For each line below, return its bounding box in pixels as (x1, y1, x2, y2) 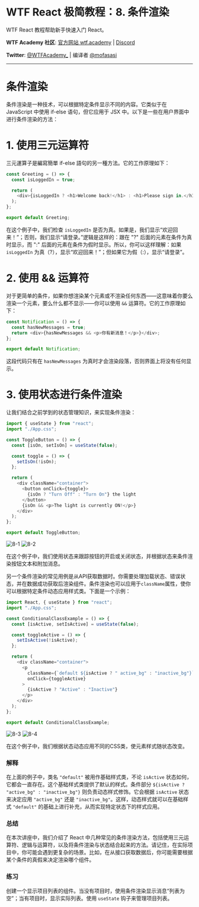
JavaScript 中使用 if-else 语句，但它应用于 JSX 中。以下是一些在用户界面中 (6, 108, 190, 115)
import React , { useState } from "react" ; (6, 600, 113, 605)
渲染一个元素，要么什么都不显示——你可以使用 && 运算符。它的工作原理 (6, 299, 181, 306)
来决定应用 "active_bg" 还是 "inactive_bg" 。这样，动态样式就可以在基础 (6, 795, 184, 803)
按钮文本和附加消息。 (11, 560, 63, 567)
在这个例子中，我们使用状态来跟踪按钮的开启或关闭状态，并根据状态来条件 (6, 553, 188, 560)
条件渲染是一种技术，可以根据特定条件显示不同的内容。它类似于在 (6, 100, 167, 107)
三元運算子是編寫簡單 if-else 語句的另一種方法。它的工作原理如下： (6, 159, 170, 166)
